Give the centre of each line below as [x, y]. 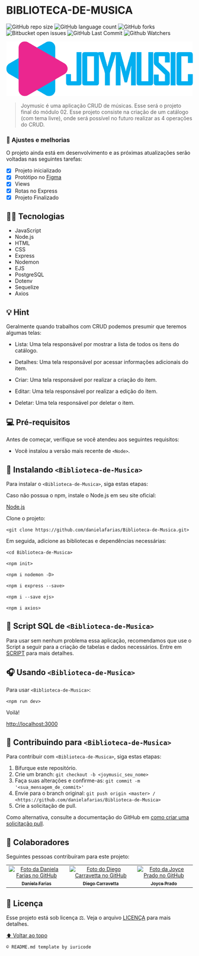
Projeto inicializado [38, 171]
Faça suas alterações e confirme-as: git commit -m [77, 781]
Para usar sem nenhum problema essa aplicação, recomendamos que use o [99, 640]
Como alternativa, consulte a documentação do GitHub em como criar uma [98, 817]
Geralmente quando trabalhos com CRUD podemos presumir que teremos [97, 327]
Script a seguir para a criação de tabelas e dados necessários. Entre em [94, 647]
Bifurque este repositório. [46, 768]
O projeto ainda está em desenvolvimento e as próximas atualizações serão [98, 153]
